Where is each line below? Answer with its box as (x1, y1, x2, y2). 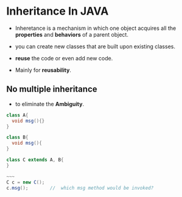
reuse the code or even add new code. (15, 54, 113, 62)
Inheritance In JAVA (6, 4, 109, 18)
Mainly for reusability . (15, 66, 72, 74)
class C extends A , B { (6, 157, 64, 163)
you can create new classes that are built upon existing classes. (15, 43, 175, 50)
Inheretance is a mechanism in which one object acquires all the (15, 24, 177, 32)
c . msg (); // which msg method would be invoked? (6, 185, 154, 191)
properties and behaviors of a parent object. (15, 30, 129, 38)
